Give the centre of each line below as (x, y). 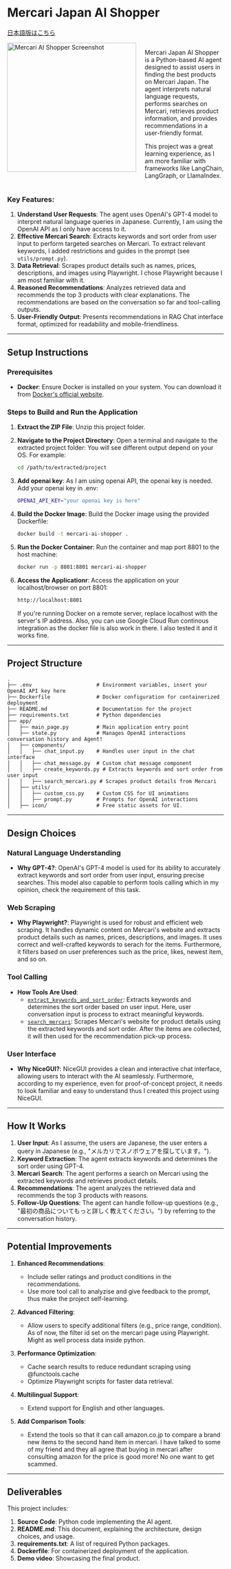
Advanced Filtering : (46, 1312)
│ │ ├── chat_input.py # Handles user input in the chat (101, 751)
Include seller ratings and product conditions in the (99, 1276)
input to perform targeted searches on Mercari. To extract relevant (111, 244)
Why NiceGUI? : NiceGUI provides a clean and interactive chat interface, (119, 1068)
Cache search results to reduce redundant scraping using (109, 1367)
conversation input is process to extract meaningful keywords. (115, 1014)
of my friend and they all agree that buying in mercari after (110, 1449)
